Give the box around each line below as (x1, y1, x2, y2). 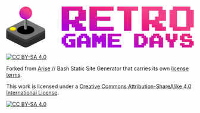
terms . (6, 71, 22, 78)
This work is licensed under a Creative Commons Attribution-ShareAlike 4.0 (6, 83, 192, 90)
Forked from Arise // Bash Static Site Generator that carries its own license (6, 65, 189, 72)
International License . (6, 89, 60, 96)
